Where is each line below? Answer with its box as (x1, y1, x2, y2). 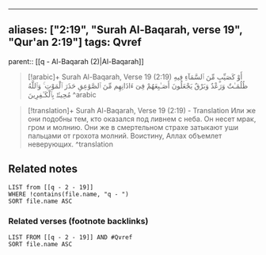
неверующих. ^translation (27, 139, 113, 149)
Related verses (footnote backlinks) (8, 215, 149, 226)
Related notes (8, 162, 78, 176)
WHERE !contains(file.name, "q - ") (8, 190, 129, 198)
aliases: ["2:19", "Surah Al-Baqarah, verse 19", (8, 23, 243, 36)
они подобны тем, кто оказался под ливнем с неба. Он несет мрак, (27, 114, 256, 124)
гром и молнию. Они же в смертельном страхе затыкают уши (27, 122, 239, 131)
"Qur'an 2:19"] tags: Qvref (8, 36, 142, 49)
